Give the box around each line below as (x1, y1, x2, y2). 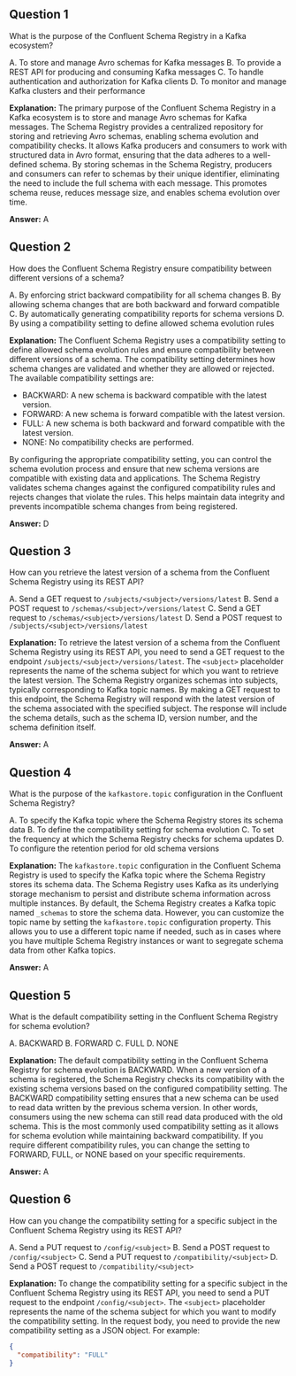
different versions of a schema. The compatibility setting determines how (9, 353, 276, 364)
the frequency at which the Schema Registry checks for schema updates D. (9, 834, 285, 845)
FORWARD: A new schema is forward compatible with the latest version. (21, 408, 285, 419)
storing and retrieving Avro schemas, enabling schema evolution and (9, 130, 259, 141)
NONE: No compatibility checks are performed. (21, 437, 194, 447)
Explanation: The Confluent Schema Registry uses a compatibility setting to (9, 335, 286, 345)
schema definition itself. (9, 722, 96, 733)
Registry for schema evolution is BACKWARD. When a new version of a (9, 1064, 268, 1075)
